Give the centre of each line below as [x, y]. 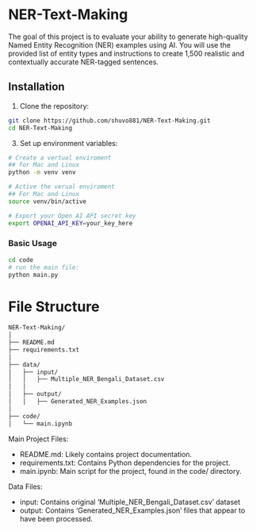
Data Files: [26, 487]
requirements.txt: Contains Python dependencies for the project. [125, 463]
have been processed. [56, 518]
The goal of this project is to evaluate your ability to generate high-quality [128, 37]
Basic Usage [33, 244]
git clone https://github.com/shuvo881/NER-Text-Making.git [110, 121]
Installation [36, 87]
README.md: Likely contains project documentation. [106, 454]
